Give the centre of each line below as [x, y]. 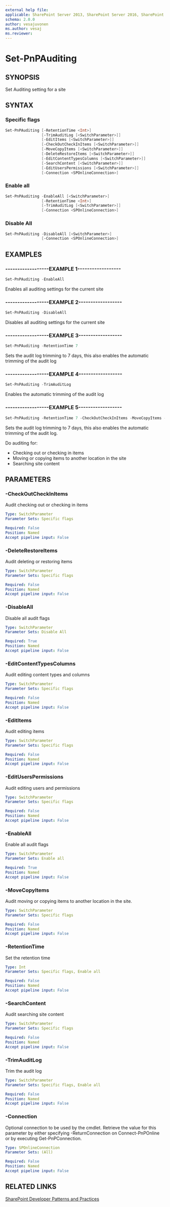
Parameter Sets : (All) [29, 1152]
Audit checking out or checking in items [47, 505]
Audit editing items [25, 731]
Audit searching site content [35, 1014]
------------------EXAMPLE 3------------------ [64, 335]
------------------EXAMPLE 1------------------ [63, 269]
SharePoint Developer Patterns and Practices [52, 1199]
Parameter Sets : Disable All [36, 632]
